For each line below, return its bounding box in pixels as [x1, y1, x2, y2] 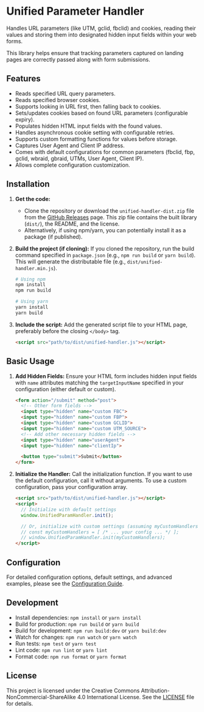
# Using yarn [15, 298, 49, 305]
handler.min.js [15, 265, 54, 271]
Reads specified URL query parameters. [15, 90, 116, 97]
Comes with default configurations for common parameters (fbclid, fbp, [15, 148, 195, 155]
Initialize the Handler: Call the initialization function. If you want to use [15, 471, 193, 478]
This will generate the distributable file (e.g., [15, 258, 126, 265]
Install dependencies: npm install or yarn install [15, 614, 142, 621]
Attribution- [141, 686, 171, 694]
